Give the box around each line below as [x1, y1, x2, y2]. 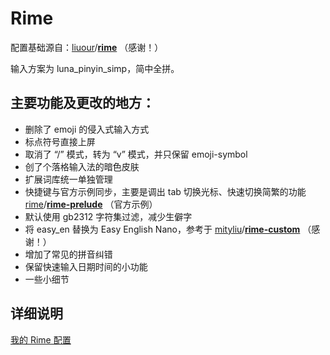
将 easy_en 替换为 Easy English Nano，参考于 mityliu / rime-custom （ [24, 223, 312, 235]
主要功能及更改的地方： [10, 95, 155, 112]
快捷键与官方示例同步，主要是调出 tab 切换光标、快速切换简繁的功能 [24, 185, 307, 197]
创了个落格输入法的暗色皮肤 [24, 160, 140, 172]
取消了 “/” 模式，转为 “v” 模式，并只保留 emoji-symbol [24, 148, 248, 160]
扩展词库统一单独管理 [24, 173, 113, 185]
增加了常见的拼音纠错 [24, 248, 113, 260]
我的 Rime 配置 [10, 333, 72, 346]
